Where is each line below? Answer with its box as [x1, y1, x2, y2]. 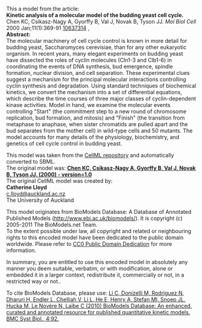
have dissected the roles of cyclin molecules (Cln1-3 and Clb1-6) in [6, 57, 172, 63]
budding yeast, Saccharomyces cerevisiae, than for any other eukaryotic [6, 43, 187, 51]
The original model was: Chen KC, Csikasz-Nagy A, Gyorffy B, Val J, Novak [6, 164, 196, 172]
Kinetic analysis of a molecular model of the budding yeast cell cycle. [6, 11, 184, 19]
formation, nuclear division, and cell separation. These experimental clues [6, 69, 190, 76]
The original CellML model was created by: [6, 178, 113, 184]
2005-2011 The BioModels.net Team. [6, 221, 98, 228]
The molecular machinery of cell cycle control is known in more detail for [6, 37, 188, 44]
